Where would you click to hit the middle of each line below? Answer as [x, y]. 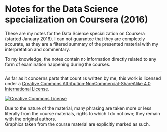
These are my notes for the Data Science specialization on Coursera [75, 33]
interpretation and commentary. [38, 49]
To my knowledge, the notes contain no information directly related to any [81, 59]
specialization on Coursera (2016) [77, 20]
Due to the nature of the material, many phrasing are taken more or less [78, 108]
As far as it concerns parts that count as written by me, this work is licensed [83, 78]
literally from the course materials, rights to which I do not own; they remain [83, 113]
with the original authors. [31, 119]
